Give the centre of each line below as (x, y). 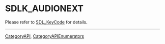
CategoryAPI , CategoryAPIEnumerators (45, 36)
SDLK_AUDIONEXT (44, 9)
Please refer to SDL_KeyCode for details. (46, 22)
